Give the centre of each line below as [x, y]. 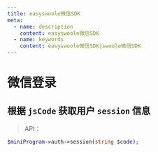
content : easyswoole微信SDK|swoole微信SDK [80, 46]
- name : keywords [39, 40]
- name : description [43, 26]
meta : [15, 20]
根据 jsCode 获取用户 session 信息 [79, 111]
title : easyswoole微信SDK [44, 14]
